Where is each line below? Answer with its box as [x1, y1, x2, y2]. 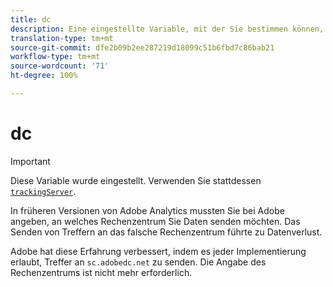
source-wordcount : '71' [10, 61, 110, 71]
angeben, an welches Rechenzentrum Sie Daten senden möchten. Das [10, 215, 301, 227]
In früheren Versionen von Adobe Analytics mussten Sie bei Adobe [10, 204, 285, 216]
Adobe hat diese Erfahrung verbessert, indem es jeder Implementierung [10, 245, 307, 257]
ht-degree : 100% [10, 71, 78, 81]
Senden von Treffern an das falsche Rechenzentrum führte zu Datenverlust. [10, 226, 323, 238]
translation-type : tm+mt [10, 33, 114, 43]
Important [10, 155, 51, 167]
